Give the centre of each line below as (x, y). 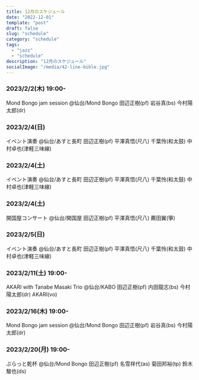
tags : (13, 45)
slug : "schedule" (28, 34)
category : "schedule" (33, 39)
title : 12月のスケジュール (36, 12)
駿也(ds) (16, 371)
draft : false (22, 28)
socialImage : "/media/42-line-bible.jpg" (58, 67)
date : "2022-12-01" (30, 17)
